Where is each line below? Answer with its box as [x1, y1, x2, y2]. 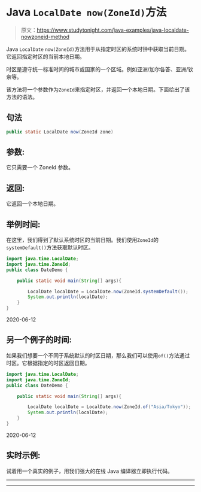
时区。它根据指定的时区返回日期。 [6, 359, 90, 366]
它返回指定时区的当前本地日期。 [6, 53, 85, 60]
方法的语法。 [6, 93, 38, 101]
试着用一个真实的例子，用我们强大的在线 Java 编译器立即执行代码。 [6, 467, 173, 475]
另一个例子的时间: [6, 335, 72, 345]
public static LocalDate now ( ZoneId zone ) [6, 129, 114, 135]
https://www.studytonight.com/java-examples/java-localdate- [36, 26, 190, 34]
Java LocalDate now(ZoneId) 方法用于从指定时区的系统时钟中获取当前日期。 [6, 45, 190, 53]
